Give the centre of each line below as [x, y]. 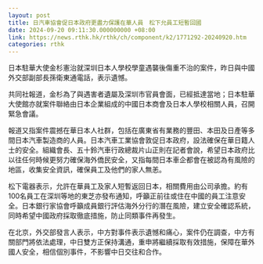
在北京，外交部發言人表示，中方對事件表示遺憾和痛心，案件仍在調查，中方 [128, 233]
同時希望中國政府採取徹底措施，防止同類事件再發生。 [94, 215]
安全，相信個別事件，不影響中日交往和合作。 [94, 252]
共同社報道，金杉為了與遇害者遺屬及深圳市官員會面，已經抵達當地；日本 [124, 94]
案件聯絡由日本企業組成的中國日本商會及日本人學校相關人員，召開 [148, 104]
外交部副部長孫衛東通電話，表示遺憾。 [70, 78]
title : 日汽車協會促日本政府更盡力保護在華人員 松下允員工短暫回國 [105, 23]
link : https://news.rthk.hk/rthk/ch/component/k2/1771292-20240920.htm [127, 37]
